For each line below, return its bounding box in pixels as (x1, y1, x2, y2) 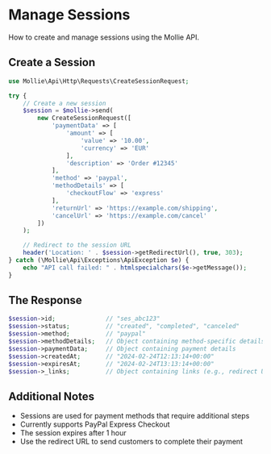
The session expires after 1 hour (19, 428, 127, 438)
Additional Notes (8, 389, 95, 403)
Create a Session (8, 56, 96, 69)
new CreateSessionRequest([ (37, 115, 131, 123)
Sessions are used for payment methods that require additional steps (19, 411, 250, 421)
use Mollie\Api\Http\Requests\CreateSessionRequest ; (8, 77, 190, 85)
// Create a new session (23, 99, 106, 107)
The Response (8, 294, 82, 307)
